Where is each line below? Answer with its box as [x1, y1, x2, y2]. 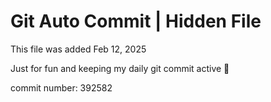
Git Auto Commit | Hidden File [10, 10, 262, 33]
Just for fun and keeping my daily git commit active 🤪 [10, 62, 230, 74]
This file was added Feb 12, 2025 [10, 43, 147, 55]
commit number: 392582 [10, 81, 113, 94]
